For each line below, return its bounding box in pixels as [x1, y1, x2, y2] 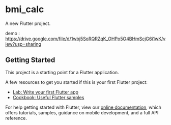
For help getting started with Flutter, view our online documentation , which [5, 104, 162, 110]
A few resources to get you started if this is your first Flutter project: [5, 79, 148, 85]
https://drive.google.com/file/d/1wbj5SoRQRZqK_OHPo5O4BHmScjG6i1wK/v [5, 36, 166, 42]
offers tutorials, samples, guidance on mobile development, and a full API [5, 109, 159, 115]
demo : [5, 30, 20, 36]
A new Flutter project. [5, 20, 51, 26]
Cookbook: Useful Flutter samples [12, 94, 84, 100]
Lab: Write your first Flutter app [12, 89, 79, 95]
